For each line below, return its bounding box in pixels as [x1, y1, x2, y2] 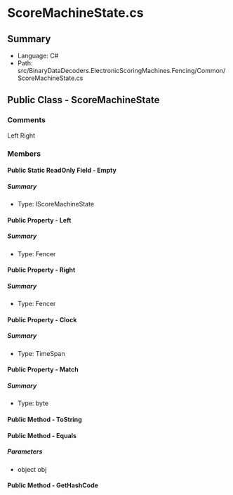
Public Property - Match [7, 365, 79, 374]
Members [7, 149, 41, 159]
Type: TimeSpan [17, 349, 65, 357]
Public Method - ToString [7, 416, 82, 424]
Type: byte [17, 399, 49, 408]
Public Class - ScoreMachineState [7, 94, 160, 106]
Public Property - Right [7, 265, 76, 275]
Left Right [7, 131, 36, 140]
